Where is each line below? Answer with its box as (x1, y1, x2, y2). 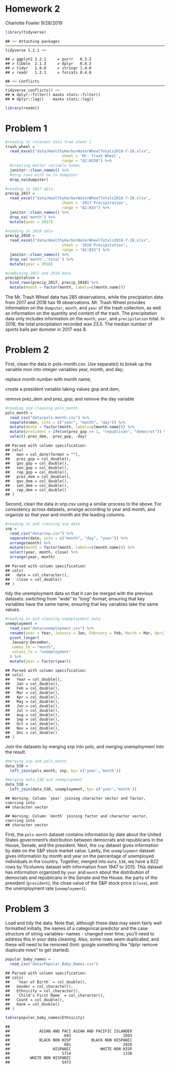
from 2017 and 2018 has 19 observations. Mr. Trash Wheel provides (5, 299, 146, 305)
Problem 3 (5, 903, 50, 915)
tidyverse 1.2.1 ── (5, 48, 47, 53)
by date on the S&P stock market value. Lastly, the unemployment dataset (5, 848, 155, 854)
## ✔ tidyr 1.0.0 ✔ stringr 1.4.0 (5, 65, 92, 71)
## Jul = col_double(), (5, 708, 60, 713)
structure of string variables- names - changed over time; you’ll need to (5, 931, 155, 937)
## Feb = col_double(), (5, 686, 60, 691)
